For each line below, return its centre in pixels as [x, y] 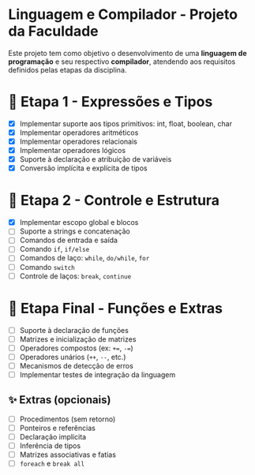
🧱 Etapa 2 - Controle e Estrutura [114, 201]
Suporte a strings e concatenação [75, 231]
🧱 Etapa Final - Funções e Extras [116, 308]
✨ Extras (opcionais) [60, 400]
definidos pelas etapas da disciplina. [67, 69]
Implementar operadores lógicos [73, 151]
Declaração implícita [53, 436]
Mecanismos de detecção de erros [77, 365]
